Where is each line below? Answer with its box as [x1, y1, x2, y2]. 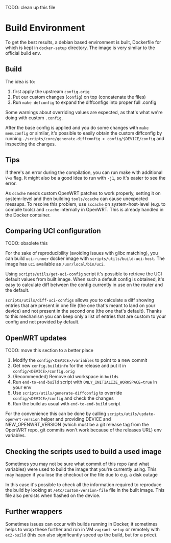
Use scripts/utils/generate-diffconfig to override [12, 390, 123, 396]
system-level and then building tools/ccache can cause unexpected [5, 196, 148, 202]
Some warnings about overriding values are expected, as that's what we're [5, 109, 163, 115]
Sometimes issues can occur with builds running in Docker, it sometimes [5, 520, 158, 527]
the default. [5, 287, 30, 293]
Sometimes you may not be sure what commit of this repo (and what [5, 461, 150, 467]
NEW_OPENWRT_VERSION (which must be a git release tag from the [5, 422, 149, 428]
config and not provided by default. [5, 319, 80, 325]
